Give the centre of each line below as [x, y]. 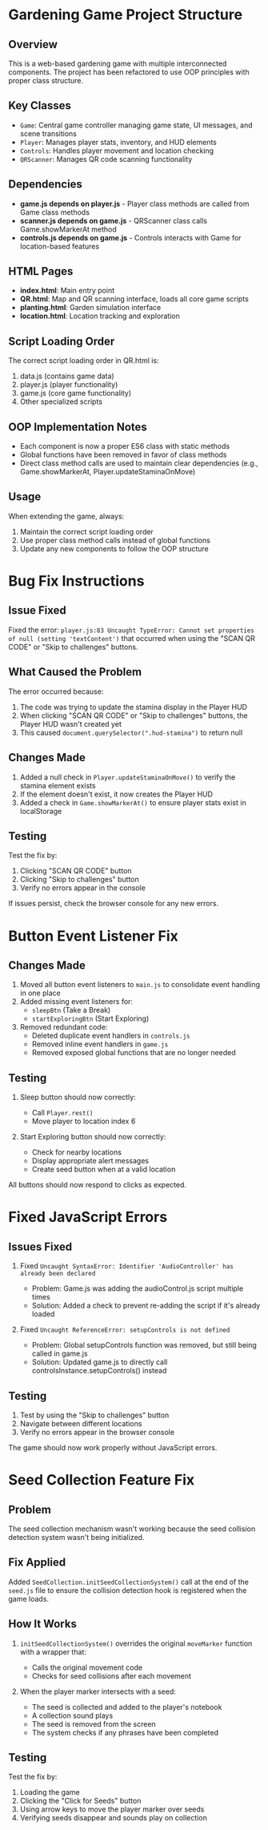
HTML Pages [41, 271]
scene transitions [48, 133]
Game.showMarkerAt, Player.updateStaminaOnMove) [108, 472]
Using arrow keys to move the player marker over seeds [112, 1809]
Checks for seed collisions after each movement [112, 1675]
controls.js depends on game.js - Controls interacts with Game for [130, 237]
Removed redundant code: [64, 1027]
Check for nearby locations [77, 1152]
